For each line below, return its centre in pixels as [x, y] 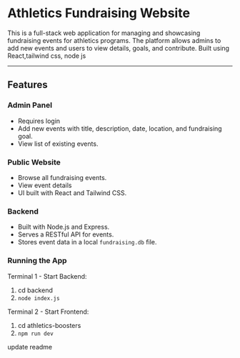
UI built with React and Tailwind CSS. [72, 193]
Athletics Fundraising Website [99, 13]
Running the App [37, 261]
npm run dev [35, 334]
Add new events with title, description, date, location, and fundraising [120, 128]
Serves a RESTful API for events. [66, 234]
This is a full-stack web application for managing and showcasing [104, 33]
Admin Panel [30, 105]
